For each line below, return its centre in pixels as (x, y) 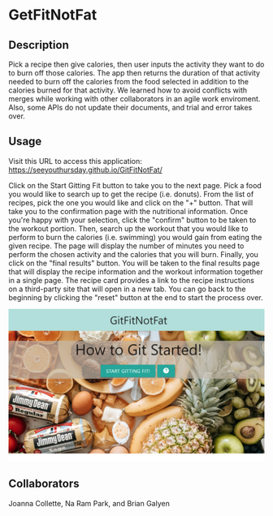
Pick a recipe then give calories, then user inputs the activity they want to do (136, 64)
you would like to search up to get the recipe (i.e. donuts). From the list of (131, 194)
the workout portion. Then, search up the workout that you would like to (128, 228)
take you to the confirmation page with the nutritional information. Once (128, 211)
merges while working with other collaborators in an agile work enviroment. (134, 99)
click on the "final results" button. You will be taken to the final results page (134, 263)
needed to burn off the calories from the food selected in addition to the (129, 82)
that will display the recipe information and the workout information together (136, 271)
